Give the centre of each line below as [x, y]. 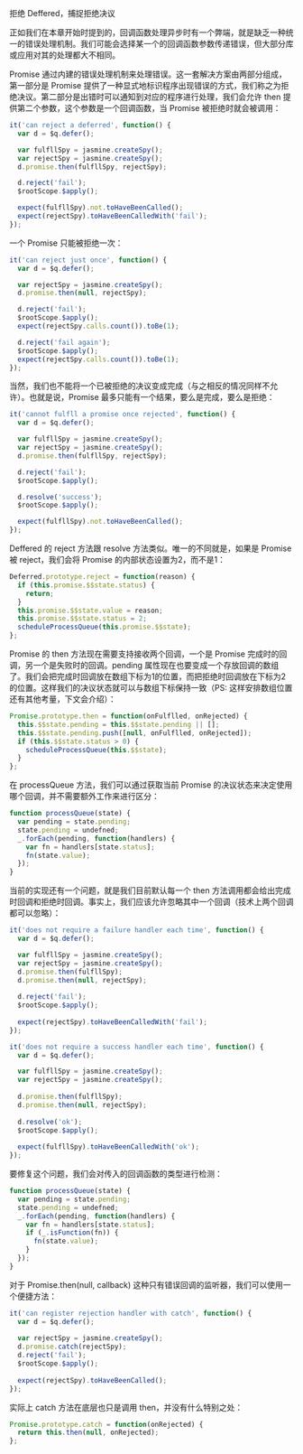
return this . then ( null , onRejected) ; [88, 1433]
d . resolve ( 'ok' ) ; [50, 1122]
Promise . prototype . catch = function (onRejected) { [106, 1424]
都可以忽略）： [35, 913]
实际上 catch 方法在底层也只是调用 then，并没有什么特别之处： [126, 1407]
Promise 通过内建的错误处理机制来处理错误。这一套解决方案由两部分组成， [148, 74]
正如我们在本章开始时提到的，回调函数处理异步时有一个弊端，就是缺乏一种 [147, 33]
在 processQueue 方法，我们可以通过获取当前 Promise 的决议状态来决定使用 [151, 785]
